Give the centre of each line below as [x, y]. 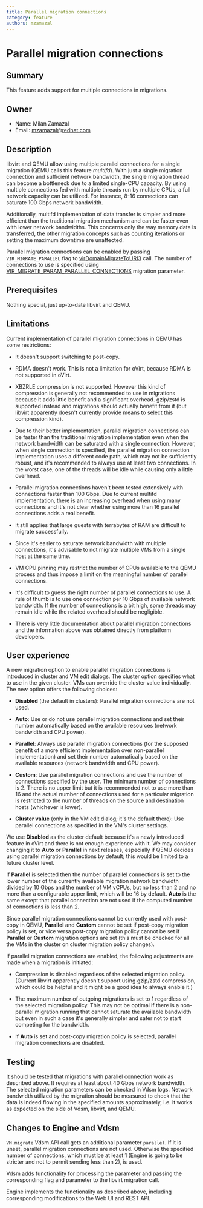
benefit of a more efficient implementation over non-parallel [89, 750]
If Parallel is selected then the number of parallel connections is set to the [98, 874]
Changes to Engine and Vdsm [63, 1128]
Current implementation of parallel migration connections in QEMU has [94, 338]
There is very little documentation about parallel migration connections [103, 623]
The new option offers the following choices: [62, 690]
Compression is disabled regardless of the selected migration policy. [100, 975]
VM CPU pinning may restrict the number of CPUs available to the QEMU [105, 568]
